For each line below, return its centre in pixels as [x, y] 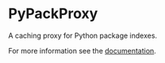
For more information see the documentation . [82, 50]
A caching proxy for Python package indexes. [82, 35]
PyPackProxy [53, 14]
